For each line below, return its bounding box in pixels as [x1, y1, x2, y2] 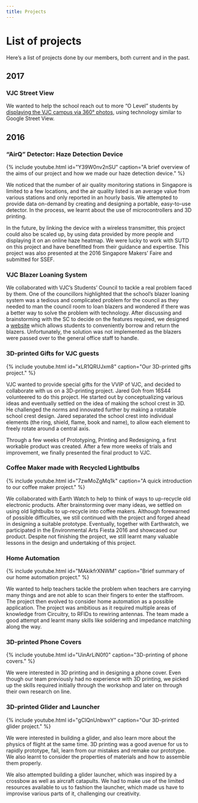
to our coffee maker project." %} [6, 483, 85, 490]
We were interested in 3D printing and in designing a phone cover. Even [6, 669, 181, 677]
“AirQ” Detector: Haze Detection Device [6, 150, 123, 158]
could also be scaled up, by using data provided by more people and [6, 230, 174, 237]
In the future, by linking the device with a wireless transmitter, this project [6, 224, 186, 231]
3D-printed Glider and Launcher [6, 703, 100, 711]
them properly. [6, 759, 43, 766]
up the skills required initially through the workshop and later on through [6, 682, 183, 689]
